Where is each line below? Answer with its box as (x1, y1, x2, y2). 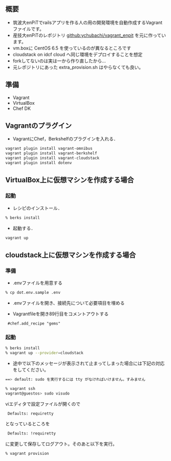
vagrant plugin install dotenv (5, 160, 72, 166)
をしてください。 (12, 366, 49, 373)
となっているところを (5, 421, 50, 427)
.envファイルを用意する (12, 280, 62, 286)
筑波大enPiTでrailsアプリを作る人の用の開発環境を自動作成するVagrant (12, 19, 163, 26)
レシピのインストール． (12, 205, 62, 211)
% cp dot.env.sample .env (5, 290, 60, 295)
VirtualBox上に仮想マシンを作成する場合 (5, 176, 134, 185)
